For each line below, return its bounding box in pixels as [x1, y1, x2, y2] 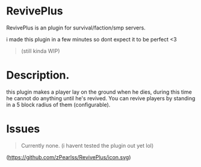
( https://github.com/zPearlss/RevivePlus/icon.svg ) [6, 153, 131, 160]
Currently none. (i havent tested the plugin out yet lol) [20, 142, 154, 149]
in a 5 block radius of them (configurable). [6, 101, 111, 108]
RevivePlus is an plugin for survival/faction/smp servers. [6, 24, 146, 31]
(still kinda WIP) [20, 47, 60, 55]
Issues [6, 122, 40, 136]
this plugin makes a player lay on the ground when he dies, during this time [6, 88, 193, 96]
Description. [6, 68, 70, 82]
